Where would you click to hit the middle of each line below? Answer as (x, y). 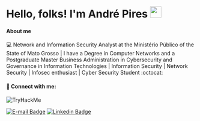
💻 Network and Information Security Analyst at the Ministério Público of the (100, 45)
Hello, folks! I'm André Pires (77, 14)
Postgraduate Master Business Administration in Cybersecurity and (89, 60)
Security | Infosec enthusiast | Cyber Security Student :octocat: (85, 73)
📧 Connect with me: (31, 86)
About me (19, 31)
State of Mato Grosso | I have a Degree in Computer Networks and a (91, 54)
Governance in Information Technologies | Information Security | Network (97, 66)
